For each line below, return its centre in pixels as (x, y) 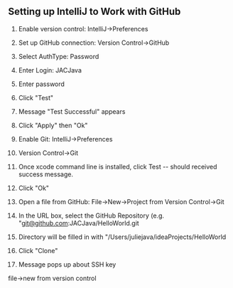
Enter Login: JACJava (50, 70)
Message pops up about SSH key (67, 264)
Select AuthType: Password (59, 56)
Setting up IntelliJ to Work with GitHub (94, 12)
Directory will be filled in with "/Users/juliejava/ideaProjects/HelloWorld (122, 237)
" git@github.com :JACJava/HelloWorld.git (78, 223)
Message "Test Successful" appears (72, 111)
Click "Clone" (38, 250)
